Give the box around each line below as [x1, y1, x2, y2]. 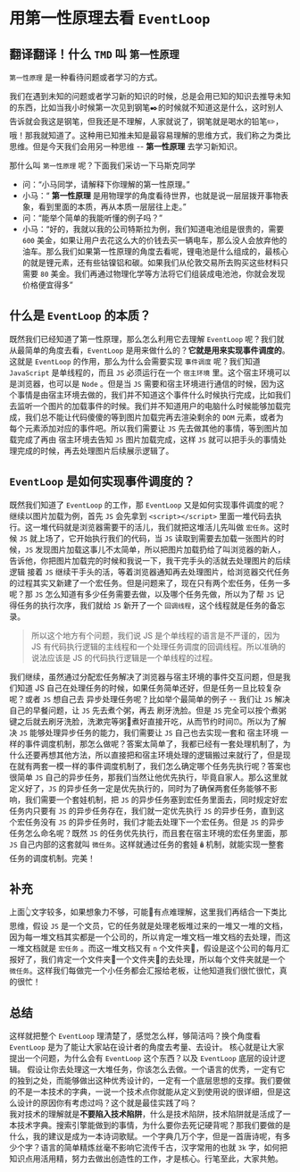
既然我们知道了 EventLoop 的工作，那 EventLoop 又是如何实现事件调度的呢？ [9, 499, 286, 510]
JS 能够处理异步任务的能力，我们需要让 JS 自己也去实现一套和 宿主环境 [19, 727, 279, 738]
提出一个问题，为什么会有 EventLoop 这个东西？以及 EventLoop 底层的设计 [9, 1053, 279, 1064]
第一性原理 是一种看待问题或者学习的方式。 [9, 72, 162, 82]
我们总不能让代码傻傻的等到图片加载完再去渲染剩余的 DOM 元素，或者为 [24, 412, 284, 423]
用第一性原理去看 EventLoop [9, 8, 211, 29]
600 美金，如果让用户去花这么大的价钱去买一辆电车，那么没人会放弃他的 [21, 235, 287, 246]
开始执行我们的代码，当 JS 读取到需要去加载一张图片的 [76, 532, 277, 543]
